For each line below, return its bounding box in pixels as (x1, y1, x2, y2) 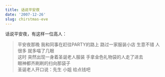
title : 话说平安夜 (5, 7, 40, 12)
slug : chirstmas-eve (5, 16, 49, 21)
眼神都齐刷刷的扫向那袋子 (17, 60, 71, 66)
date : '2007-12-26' (5, 12, 46, 17)
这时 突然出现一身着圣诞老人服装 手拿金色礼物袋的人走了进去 (17, 54, 143, 60)
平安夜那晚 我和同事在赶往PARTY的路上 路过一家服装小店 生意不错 (17, 41, 154, 47)
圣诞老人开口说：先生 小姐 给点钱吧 (17, 66, 91, 72)
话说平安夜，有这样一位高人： (5, 31, 67, 37)
